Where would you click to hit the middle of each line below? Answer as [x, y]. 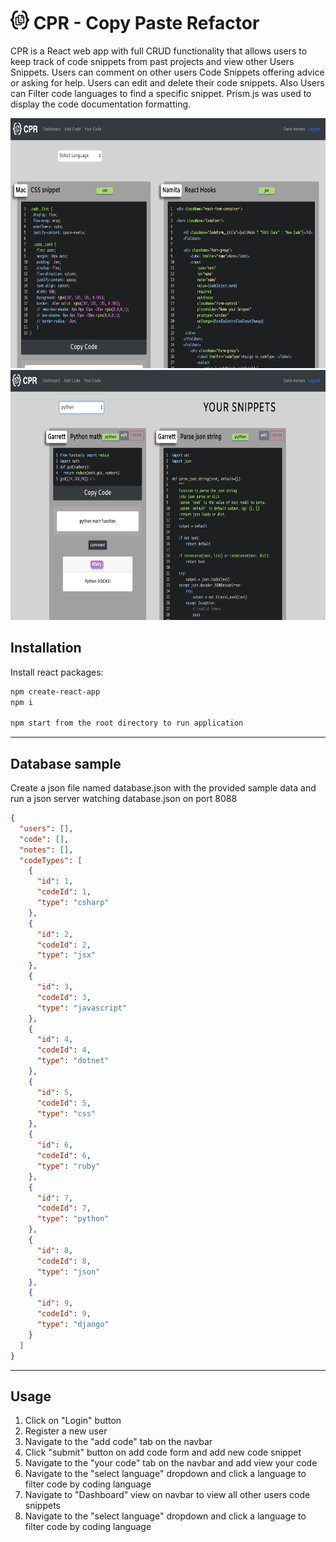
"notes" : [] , [46, 850]
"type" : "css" [66, 1113]
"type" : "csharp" [73, 903]
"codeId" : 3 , [64, 997]
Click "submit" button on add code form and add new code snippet [163, 1452]
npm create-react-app [55, 691]
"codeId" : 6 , [64, 1156]
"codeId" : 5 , [64, 1103]
